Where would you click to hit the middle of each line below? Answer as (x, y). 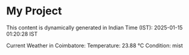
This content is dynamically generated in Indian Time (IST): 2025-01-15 (94, 27)
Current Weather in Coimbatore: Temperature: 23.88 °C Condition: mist (94, 45)
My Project (34, 11)
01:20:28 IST (22, 33)
